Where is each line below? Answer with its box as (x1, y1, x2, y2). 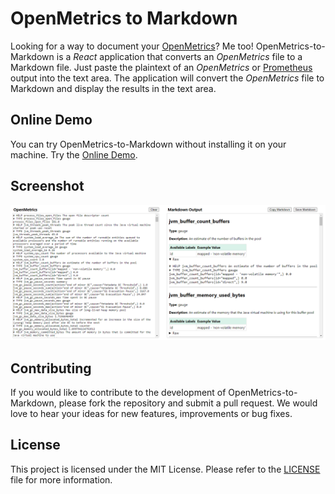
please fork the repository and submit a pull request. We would (58, 397, 318, 409)
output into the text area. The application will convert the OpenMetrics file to (10, 72, 325, 84)
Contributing (10, 360, 92, 377)
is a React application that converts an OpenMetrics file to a (56, 50, 303, 62)
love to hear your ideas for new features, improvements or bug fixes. (10, 407, 293, 419)
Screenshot (10, 178, 85, 195)
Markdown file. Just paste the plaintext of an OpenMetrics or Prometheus (10, 61, 313, 73)
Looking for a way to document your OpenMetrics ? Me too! (10, 40, 254, 52)
